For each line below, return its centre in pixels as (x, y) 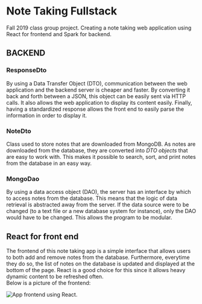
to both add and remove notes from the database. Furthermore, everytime (98, 258)
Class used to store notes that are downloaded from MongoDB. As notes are (101, 144)
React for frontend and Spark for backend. (59, 34)
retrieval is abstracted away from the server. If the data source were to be (98, 205)
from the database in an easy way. (49, 163)
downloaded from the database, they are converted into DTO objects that (97, 150)
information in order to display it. (47, 115)
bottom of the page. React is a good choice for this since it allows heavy (96, 270)
